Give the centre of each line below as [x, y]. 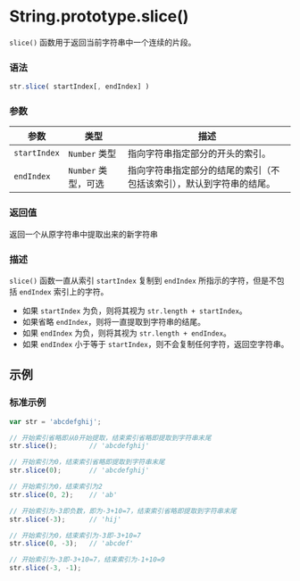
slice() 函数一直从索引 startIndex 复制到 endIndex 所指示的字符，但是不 [143, 280]
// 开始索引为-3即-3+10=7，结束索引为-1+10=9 [87, 560]
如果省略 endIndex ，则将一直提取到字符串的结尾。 [114, 322]
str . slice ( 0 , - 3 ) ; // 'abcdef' [71, 544]
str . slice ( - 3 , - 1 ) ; [46, 569]
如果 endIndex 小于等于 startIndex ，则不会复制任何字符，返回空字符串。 [155, 344]
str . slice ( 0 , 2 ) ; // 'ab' [63, 494]
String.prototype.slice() [99, 17]
